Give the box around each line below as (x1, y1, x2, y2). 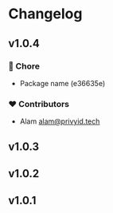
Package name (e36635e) (19, 78, 106, 88)
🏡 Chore (8, 61, 40, 72)
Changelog (8, 5, 83, 23)
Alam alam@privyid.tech (19, 116, 100, 126)
